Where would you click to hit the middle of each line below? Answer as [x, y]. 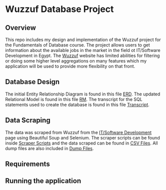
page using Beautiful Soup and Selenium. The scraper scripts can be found [82, 137]
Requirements [27, 164]
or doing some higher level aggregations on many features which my [76, 61]
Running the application [43, 181]
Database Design [32, 82]
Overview [21, 28]
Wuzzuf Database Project [59, 9]
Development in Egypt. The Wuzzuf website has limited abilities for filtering [82, 55]
